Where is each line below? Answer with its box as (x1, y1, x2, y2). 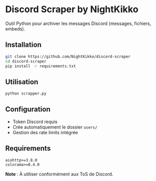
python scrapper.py (5, 91, 47, 96)
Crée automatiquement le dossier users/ (12, 124, 98, 130)
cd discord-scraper (5, 58, 47, 64)
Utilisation (5, 77, 39, 86)
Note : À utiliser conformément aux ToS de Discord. (5, 171, 113, 177)
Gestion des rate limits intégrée (12, 129, 78, 135)
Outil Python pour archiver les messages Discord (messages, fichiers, (5, 20, 151, 26)
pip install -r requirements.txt (5, 64, 76, 69)
